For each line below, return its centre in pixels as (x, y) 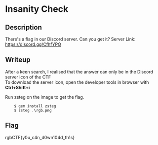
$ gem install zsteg (35, 106)
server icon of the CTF (28, 77)
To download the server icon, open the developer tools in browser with (77, 82)
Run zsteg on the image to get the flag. (45, 97)
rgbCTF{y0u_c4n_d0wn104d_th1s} (40, 137)
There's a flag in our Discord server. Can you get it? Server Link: (70, 39)
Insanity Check (37, 9)
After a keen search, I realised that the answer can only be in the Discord (79, 72)
